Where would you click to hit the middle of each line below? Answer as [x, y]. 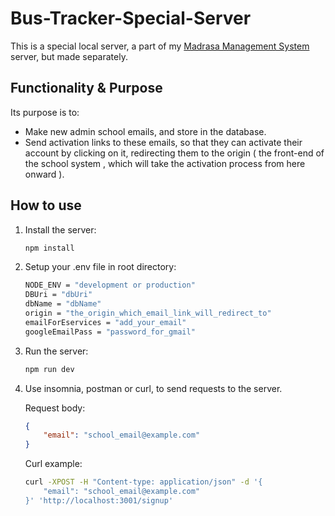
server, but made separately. [69, 56]
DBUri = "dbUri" [58, 295]
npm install [49, 248]
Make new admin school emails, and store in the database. [145, 131]
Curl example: [53, 464]
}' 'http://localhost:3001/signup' [99, 500]
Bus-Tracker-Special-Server [131, 18]
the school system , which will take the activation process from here [165, 163]
